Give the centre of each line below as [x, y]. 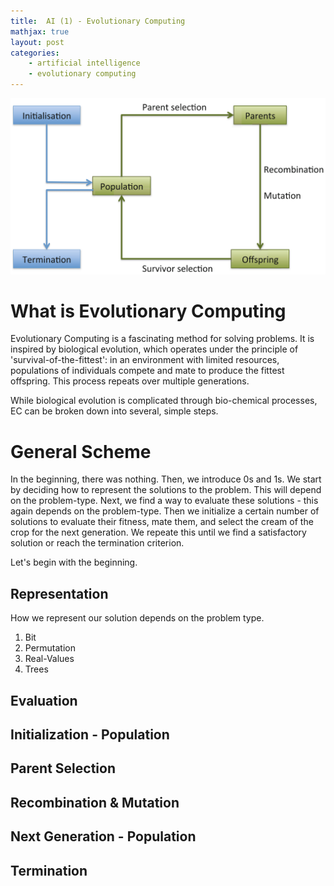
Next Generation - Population [103, 836]
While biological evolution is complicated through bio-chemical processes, [164, 401]
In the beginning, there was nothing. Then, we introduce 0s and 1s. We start [166, 479]
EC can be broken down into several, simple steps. [114, 411]
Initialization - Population [90, 734]
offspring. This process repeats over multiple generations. [130, 381]
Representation [59, 593]
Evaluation [44, 700]
